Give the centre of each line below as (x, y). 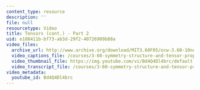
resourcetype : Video (32, 28)
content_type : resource (36, 12)
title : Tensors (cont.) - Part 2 (48, 34)
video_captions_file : (38, 56)
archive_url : (28, 50)
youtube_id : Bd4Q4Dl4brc (42, 78)
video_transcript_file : (41, 67)
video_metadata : (26, 72)
